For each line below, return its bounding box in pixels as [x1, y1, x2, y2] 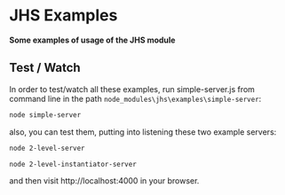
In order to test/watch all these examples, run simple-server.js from [9, 83, 256, 94]
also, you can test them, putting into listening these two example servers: [9, 126, 277, 137]
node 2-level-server [9, 144, 86, 152]
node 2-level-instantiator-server [9, 160, 138, 168]
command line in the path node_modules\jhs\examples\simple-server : [9, 93, 262, 104]
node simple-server [9, 110, 82, 120]
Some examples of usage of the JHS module [9, 35, 176, 45]
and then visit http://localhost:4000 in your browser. [9, 175, 200, 186]
